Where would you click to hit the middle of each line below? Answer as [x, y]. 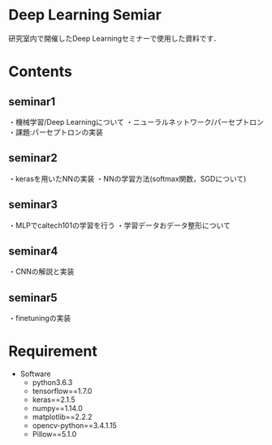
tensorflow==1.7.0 [62, 392]
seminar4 [33, 251]
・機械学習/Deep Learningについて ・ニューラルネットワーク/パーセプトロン [136, 122]
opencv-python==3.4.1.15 [75, 426]
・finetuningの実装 [40, 319]
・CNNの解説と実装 [41, 272]
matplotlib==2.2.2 [62, 417]
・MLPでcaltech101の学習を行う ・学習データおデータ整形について [120, 225]
